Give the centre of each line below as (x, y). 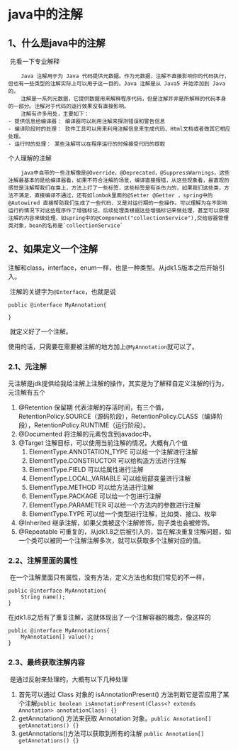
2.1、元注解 (27, 366)
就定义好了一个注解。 (41, 331)
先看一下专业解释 (34, 61)
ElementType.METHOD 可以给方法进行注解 (91, 488)
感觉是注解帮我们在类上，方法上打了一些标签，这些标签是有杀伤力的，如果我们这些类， (116, 188)
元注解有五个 (27, 393)
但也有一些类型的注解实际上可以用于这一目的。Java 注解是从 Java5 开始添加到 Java (117, 84)
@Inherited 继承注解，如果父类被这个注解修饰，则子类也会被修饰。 (116, 523)
